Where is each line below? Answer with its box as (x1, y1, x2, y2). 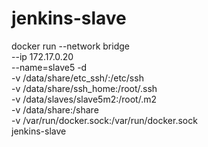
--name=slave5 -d (11, 61, 88, 73)
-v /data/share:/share (11, 103, 99, 116)
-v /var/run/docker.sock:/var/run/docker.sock (11, 114, 198, 126)
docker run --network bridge (11, 40, 130, 52)
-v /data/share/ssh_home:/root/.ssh (11, 82, 158, 94)
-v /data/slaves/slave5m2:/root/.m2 (11, 93, 158, 105)
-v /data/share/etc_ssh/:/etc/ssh (11, 72, 144, 84)
